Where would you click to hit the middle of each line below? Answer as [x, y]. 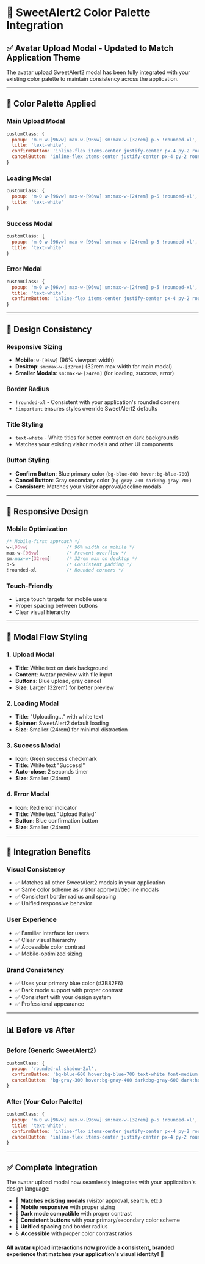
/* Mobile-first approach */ [43, 542]
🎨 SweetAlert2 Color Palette [78, 13]
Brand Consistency [35, 970]
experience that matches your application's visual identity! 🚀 [85, 1254]
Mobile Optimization [37, 529]
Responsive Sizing [34, 346]
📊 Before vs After [41, 1030]
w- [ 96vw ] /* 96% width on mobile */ [71, 547]
